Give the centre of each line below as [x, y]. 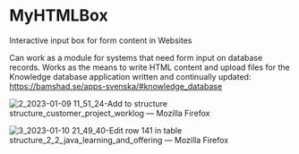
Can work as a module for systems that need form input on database [136, 57]
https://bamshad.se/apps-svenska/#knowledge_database [116, 86]
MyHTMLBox [59, 16]
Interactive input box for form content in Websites [101, 40]
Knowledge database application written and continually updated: [130, 76]
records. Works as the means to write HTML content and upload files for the [149, 67]
